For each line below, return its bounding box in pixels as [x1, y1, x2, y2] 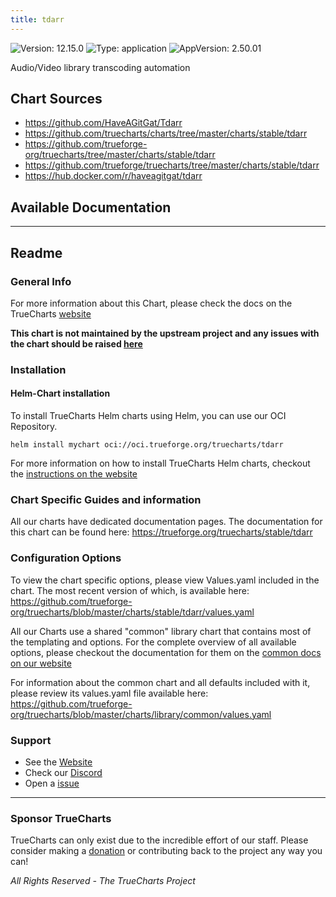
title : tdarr [10, 14, 65, 25]
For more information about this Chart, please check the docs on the [10, 297, 293, 309]
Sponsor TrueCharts [10, 811, 112, 825]
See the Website [24, 756, 93, 768]
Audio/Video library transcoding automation [10, 61, 191, 73]
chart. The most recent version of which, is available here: [10, 584, 250, 596]
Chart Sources [10, 91, 103, 108]
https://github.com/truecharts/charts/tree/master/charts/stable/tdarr [24, 127, 308, 140]
